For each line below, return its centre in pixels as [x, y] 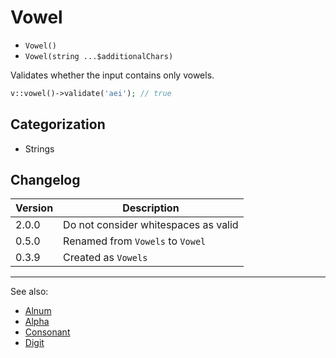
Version [34, 208]
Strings [39, 148]
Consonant [47, 332]
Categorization [58, 124]
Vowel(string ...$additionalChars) [99, 56]
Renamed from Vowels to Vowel [135, 241]
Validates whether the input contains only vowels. [112, 75]
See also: [29, 292]
